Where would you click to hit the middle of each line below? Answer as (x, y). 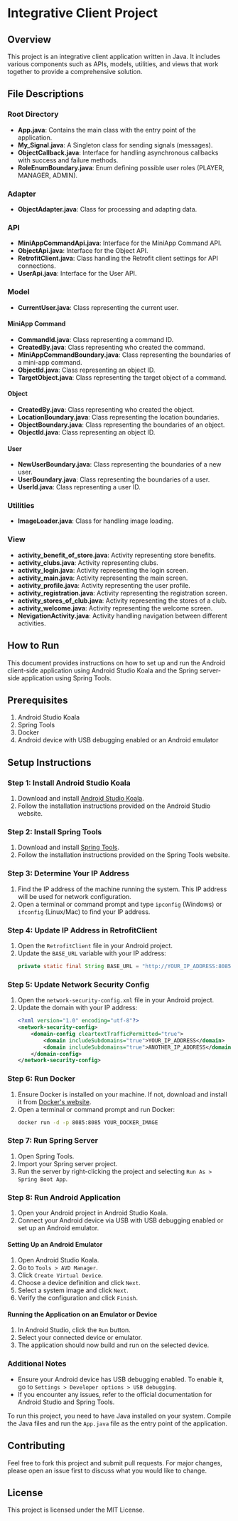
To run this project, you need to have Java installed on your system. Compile (119, 1416)
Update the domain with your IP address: (77, 1008)
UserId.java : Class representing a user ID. (79, 487)
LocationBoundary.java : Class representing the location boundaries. (119, 417)
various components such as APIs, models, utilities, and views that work (113, 64)
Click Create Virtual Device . (60, 1275)
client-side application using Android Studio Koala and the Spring (103, 670)
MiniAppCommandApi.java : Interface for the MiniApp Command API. (120, 243)
